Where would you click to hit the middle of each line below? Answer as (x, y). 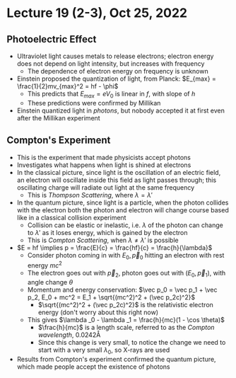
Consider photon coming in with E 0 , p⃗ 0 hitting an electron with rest (126, 256)
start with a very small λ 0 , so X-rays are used (104, 350)
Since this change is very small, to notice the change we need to (132, 342)
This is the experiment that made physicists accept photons (104, 157)
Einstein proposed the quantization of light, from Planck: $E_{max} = (116, 79)
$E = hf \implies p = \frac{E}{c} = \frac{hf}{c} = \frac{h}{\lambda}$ (114, 247)
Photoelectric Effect (52, 39)
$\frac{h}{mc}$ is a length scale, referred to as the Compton (126, 327)
